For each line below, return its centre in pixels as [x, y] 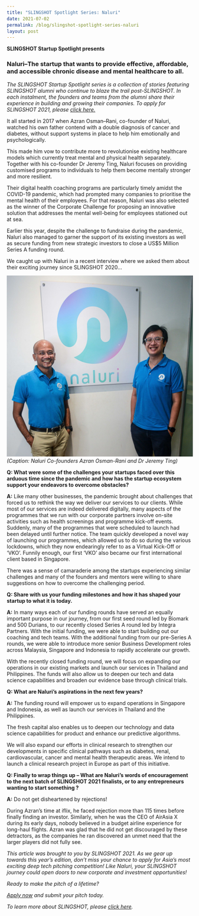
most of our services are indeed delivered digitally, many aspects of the [94, 509]
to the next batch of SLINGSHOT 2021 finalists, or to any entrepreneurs [95, 782]
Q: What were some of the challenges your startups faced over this [91, 472]
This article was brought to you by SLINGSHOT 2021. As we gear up [90, 853]
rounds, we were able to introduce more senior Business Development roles [99, 644]
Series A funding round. [36, 249]
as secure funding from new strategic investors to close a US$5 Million [93, 243]
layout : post [23, 31]
